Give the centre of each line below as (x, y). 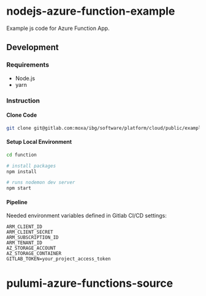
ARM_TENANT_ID (25, 243)
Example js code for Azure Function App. (58, 28)
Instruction (23, 100)
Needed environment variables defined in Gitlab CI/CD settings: (87, 216)
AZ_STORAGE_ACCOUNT (31, 248)
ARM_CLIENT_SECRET (30, 232)
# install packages (31, 166)
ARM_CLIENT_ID (25, 227)
